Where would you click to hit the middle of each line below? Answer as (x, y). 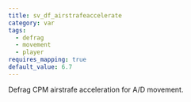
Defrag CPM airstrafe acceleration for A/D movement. (96, 89)
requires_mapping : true (48, 60)
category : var (32, 23)
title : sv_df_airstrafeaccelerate (65, 15)
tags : (17, 30)
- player (30, 52)
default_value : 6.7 (40, 67)
